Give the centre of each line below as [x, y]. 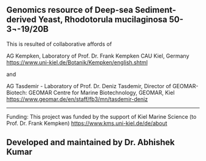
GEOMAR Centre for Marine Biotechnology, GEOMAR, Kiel [101, 92]
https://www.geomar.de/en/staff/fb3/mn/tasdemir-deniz [77, 99]
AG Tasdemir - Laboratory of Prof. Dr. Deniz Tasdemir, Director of [89, 86]
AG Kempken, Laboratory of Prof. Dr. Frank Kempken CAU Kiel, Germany [98, 56]
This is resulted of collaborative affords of [59, 44]
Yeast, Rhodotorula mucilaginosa [103, 20]
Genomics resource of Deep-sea [70, 10]
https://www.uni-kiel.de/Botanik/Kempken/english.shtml [77, 62]
